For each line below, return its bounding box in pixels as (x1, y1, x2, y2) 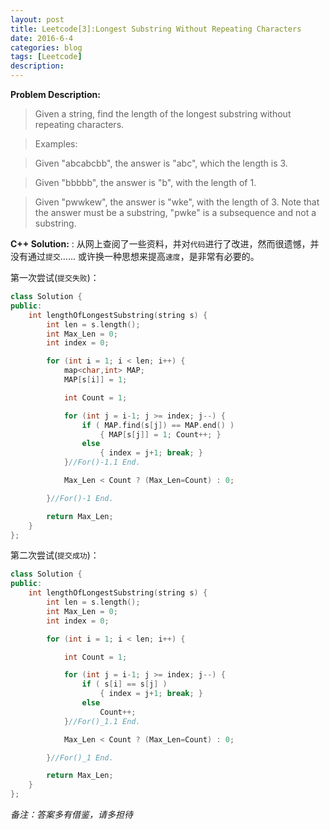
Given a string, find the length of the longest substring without (34, 108, 292, 120)
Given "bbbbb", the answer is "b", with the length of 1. (34, 177, 257, 188)
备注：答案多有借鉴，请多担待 (10, 809, 133, 820)
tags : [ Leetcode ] (10, 52, 83, 62)
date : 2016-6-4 (10, 33, 74, 43)
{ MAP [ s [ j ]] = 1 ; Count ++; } (99, 429, 222, 440)
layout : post (10, 14, 65, 25)
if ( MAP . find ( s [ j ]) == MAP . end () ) (81, 420, 235, 430)
